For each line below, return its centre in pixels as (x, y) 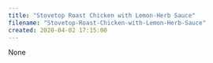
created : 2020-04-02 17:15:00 (58, 30)
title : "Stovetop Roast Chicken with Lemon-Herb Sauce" (102, 15)
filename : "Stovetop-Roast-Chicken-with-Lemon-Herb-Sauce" (107, 23)
